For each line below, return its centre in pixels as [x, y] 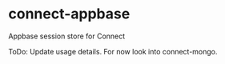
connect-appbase [69, 14]
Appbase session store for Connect [67, 36]
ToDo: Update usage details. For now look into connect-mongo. [113, 51]
